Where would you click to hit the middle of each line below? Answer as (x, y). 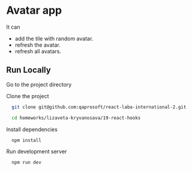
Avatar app (34, 10)
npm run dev (27, 163)
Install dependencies (32, 129)
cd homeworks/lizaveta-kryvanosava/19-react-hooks (76, 118)
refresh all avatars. (38, 51)
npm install (27, 140)
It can (13, 27)
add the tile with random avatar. (54, 38)
